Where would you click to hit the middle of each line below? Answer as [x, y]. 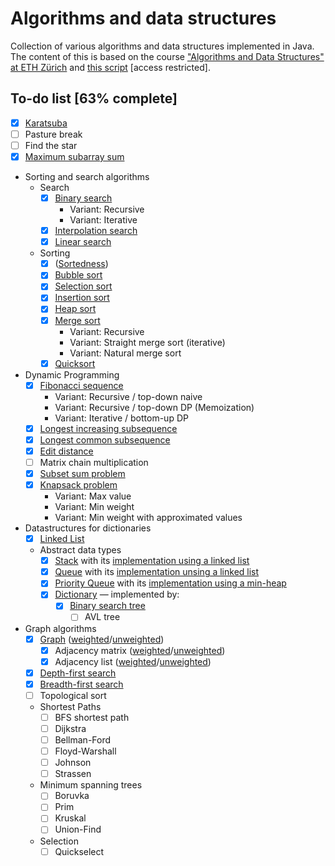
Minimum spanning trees [91, 785]
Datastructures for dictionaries [88, 528]
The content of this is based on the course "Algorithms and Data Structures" [167, 56]
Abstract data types [80, 550]
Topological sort [73, 695]
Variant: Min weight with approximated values [148, 518]
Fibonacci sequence [81, 385]
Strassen [73, 774]
